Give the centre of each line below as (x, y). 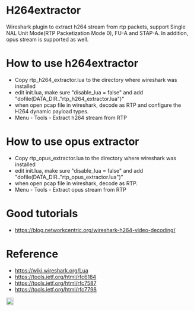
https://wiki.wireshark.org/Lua (52, 270)
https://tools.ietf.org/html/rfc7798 (55, 289)
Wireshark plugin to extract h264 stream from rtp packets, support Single (96, 27)
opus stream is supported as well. (47, 39)
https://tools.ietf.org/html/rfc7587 (55, 283)
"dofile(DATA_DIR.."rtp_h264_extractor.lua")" (69, 99)
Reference (32, 254)
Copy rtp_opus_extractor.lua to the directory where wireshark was (96, 158)
